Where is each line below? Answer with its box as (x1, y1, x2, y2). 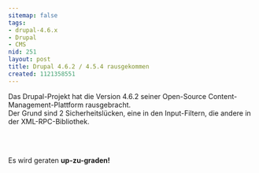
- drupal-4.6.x (8, 26, 58, 34)
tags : (8, 19, 26, 27)
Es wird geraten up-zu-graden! (8, 155, 110, 165)
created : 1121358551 (8, 70, 76, 78)
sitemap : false (8, 11, 58, 20)
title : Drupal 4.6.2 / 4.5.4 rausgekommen (8, 63, 150, 71)
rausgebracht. (85, 100, 131, 109)
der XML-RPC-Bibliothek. (8, 116, 90, 126)
